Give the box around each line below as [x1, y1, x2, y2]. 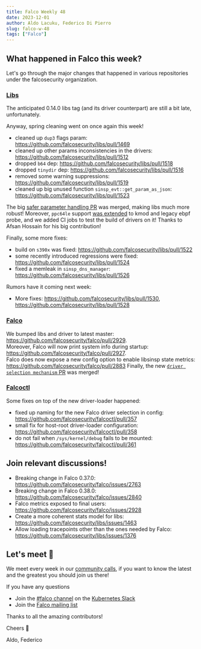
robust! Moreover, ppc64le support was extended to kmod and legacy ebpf [6, 210, 191, 217]
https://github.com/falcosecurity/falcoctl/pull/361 [14, 441, 137, 448]
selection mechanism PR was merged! [6, 368, 100, 376]
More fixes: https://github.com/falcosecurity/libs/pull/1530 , [14, 295, 161, 302]
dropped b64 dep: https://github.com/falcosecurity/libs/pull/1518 [14, 160, 173, 167]
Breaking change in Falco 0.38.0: [14, 487, 97, 494]
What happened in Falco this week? [6, 54, 142, 64]
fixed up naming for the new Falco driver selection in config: [14, 409, 164, 416]
